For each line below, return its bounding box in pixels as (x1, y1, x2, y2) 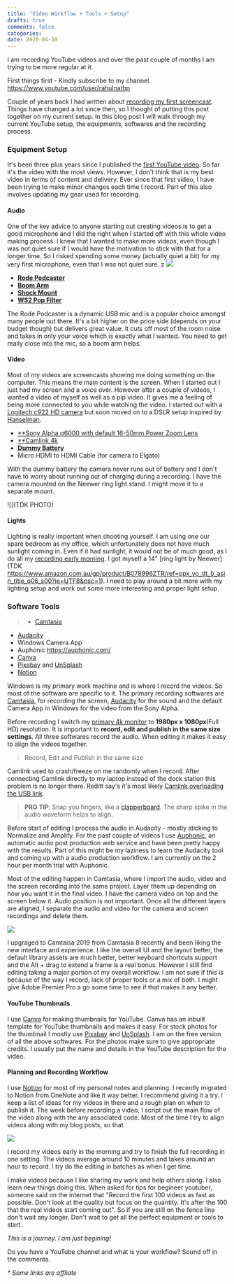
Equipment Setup (7, 145, 68, 155)
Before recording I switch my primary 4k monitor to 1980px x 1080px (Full (7, 718, 219, 726)
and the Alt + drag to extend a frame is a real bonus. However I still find (7, 961, 212, 969)
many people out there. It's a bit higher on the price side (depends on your (7, 316, 222, 325)
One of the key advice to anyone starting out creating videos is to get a (7, 222, 212, 230)
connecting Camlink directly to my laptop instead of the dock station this (7, 775, 217, 783)
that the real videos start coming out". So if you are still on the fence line (7, 1205, 215, 1214)
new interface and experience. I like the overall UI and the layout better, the (7, 946, 224, 954)
